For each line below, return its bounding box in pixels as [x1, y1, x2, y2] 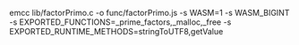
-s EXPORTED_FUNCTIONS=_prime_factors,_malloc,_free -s [9, 17, 232, 27]
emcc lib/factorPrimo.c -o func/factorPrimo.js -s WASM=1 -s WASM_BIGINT [9, 8, 290, 18]
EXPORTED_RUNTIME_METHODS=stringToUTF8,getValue [9, 26, 224, 36]
